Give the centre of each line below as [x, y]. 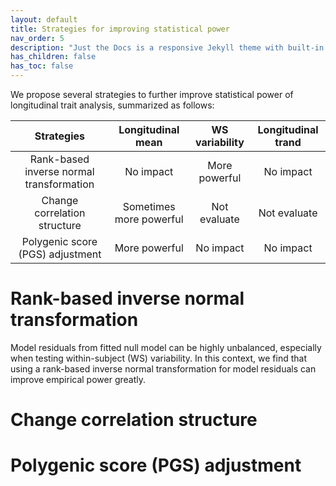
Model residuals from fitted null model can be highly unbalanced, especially [166, 347]
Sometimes [149, 206]
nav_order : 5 [37, 38]
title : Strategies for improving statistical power [120, 29]
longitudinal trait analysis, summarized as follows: [112, 105]
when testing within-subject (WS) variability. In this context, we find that [158, 358]
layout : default [44, 19]
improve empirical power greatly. [78, 379]
